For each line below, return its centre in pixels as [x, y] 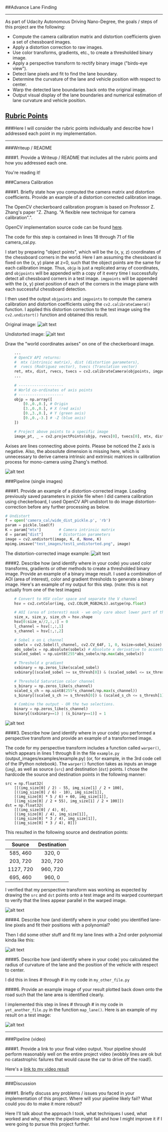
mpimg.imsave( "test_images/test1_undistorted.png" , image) [68, 544]
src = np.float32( [24, 784]
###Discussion [21, 1083]
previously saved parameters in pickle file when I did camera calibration [79, 496]
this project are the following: [35, 27]
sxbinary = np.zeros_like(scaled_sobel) [57, 668]
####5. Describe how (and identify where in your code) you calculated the [82, 959]
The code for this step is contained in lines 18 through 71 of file [70, 236]
